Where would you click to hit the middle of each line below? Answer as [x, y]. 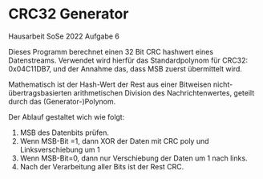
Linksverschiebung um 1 [60, 149]
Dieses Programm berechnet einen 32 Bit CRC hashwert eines [111, 51]
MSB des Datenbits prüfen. [65, 132]
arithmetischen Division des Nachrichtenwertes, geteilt [164, 92]
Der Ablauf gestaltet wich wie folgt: [67, 116]
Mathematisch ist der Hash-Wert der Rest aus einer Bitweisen [110, 84]
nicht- [223, 84]
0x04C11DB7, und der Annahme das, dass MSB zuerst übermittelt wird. [125, 68]
